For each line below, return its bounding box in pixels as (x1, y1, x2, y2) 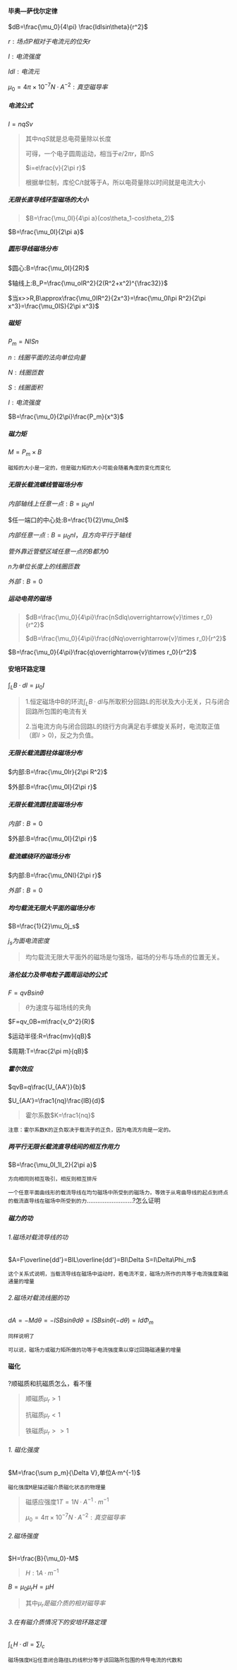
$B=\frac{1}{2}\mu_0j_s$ (8, 922, 80, 930)
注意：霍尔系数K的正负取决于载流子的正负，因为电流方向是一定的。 (8, 1126, 174, 1134)
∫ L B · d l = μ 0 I (8, 681, 44, 691)
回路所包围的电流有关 (25, 707, 87, 716)
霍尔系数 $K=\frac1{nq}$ (25, 1111, 95, 1120)
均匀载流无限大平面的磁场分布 (8, 904, 95, 912)
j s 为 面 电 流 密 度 (8, 937, 50, 947)
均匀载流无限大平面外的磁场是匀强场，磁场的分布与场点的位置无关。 (25, 953, 224, 962)
